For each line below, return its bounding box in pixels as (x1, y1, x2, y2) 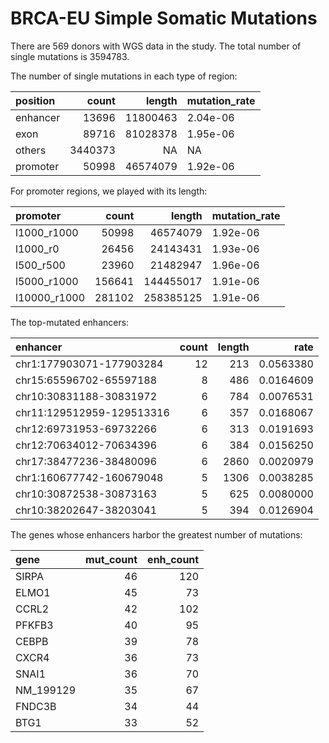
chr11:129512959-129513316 (15, 405, 170, 419)
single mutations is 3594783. (10, 50, 130, 62)
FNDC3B (15, 699, 57, 713)
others (15, 143, 47, 157)
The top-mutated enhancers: (10, 316, 130, 328)
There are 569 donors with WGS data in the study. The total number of (10, 40, 302, 52)
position (15, 93, 56, 107)
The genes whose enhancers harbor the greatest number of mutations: (10, 528, 303, 541)
